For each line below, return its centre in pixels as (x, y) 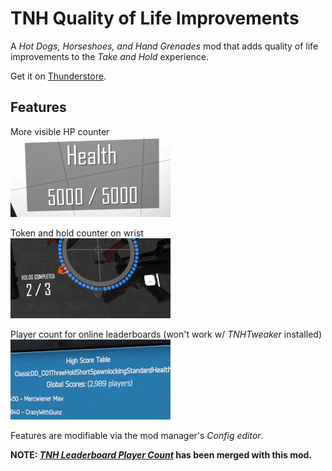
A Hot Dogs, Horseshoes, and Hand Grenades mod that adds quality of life (164, 46)
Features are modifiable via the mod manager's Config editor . (137, 435)
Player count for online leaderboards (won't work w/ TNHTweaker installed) (166, 334)
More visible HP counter (60, 131)
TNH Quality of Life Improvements (155, 18)
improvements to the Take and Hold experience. (110, 56)
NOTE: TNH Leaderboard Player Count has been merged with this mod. (161, 454)
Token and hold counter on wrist (77, 233)
